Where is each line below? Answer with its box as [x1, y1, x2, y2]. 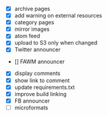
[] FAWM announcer [14, 58, 65, 65]
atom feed [14, 33, 41, 40]
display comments [14, 69, 61, 77]
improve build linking [14, 90, 67, 97]
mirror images [14, 25, 50, 33]
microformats [14, 104, 49, 111]
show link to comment [14, 77, 70, 84]
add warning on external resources [14, 12, 103, 19]
